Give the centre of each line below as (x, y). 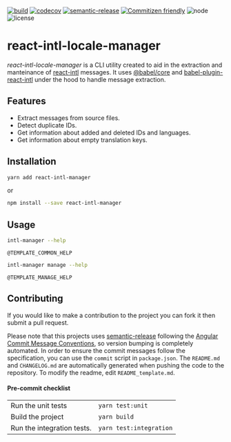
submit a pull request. (38, 322)
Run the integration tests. (51, 428)
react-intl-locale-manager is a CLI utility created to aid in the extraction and (115, 65)
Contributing (35, 299)
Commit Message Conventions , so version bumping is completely (100, 343)
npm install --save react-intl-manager (64, 203)
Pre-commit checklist (39, 388)
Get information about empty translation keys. (82, 140)
